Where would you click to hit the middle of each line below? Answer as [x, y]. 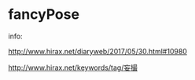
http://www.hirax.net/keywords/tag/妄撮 [73, 67]
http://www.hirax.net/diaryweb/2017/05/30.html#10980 [97, 51]
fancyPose [44, 15]
